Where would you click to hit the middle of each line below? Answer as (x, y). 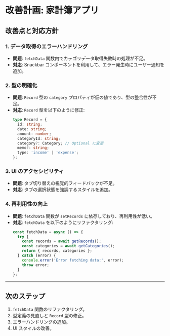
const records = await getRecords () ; (62, 241)
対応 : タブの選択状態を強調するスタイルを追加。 (62, 190)
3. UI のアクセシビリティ (35, 171)
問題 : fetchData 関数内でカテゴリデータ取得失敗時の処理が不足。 (80, 58)
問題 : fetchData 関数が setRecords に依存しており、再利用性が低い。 (84, 216)
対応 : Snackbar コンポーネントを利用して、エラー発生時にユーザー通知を (88, 64)
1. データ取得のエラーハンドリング (47, 46)
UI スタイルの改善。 (33, 328)
